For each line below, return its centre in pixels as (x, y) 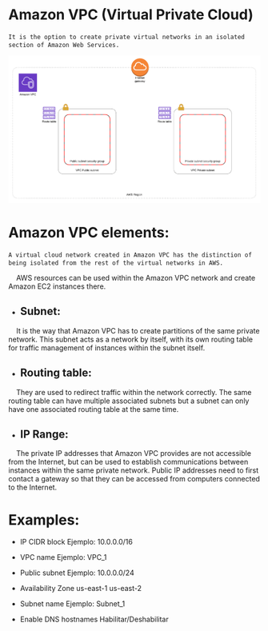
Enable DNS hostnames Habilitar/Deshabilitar (94, 619)
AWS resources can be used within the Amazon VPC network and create (136, 278)
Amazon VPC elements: (89, 233)
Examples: (44, 519)
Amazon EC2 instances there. (57, 286)
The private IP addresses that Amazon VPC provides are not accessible (134, 453)
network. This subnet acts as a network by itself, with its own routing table (131, 339)
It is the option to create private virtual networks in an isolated (127, 37)
